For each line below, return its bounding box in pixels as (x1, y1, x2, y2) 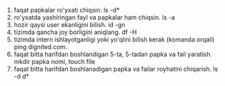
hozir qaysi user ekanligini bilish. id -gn (13, 21, 126, 28)
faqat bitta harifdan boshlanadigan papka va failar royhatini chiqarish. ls (13, 65, 218, 73)
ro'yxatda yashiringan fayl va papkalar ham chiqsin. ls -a (13, 13, 175, 21)
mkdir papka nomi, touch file (13, 58, 96, 65)
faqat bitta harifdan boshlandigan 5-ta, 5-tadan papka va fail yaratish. (13, 50, 213, 58)
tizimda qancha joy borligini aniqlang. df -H (13, 28, 137, 36)
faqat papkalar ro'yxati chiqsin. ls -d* (13, 6, 120, 14)
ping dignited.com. (13, 43, 68, 51)
